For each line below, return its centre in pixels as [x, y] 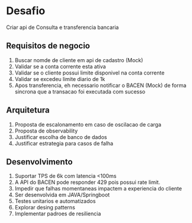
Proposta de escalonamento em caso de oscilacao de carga [88, 124]
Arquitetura [28, 110]
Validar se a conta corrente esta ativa [60, 66]
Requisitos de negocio [48, 46]
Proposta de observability [46, 131]
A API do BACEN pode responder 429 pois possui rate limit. [87, 182]
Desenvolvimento [39, 162]
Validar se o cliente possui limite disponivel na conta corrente [89, 73]
